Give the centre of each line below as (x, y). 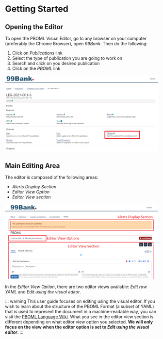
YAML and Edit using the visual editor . (43, 292)
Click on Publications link (37, 53)
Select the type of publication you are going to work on (67, 58)
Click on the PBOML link (36, 68)
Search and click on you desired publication (56, 63)
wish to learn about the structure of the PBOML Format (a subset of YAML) (80, 307)
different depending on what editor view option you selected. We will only (79, 322)
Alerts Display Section (34, 187)
